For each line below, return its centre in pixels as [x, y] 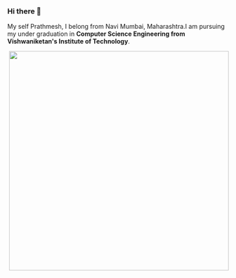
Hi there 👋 [25, 11]
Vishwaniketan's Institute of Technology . [68, 41]
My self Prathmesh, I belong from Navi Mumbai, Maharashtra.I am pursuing [116, 27]
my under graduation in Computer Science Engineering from [96, 34]
